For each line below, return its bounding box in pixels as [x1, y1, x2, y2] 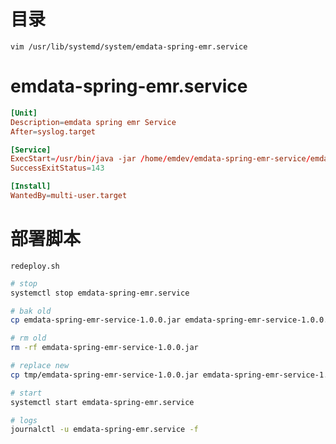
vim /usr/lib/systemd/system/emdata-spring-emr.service [10, 41, 248, 52]
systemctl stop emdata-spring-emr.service [10, 288, 190, 298]
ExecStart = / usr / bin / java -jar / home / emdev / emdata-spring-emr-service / [10, 154, 311, 164]
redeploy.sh [10, 261, 60, 271]
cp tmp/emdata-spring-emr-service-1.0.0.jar [10, 370, 199, 380]
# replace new [10, 361, 70, 371]
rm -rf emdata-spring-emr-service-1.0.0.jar [10, 343, 199, 353]
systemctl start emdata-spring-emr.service [10, 397, 195, 407]
